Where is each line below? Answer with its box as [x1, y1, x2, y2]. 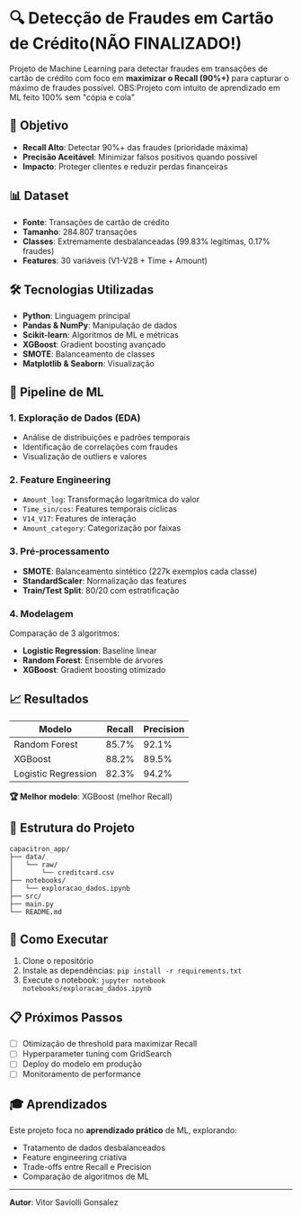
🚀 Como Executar [9, 931, 109, 947]
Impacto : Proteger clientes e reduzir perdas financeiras [22, 160, 228, 172]
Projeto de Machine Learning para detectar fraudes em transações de [9, 63, 268, 74]
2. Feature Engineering [9, 473, 111, 485]
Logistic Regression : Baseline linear [22, 645, 157, 656]
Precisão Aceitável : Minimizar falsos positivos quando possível [22, 151, 258, 162]
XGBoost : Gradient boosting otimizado [22, 664, 166, 675]
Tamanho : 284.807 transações [22, 226, 138, 237]
